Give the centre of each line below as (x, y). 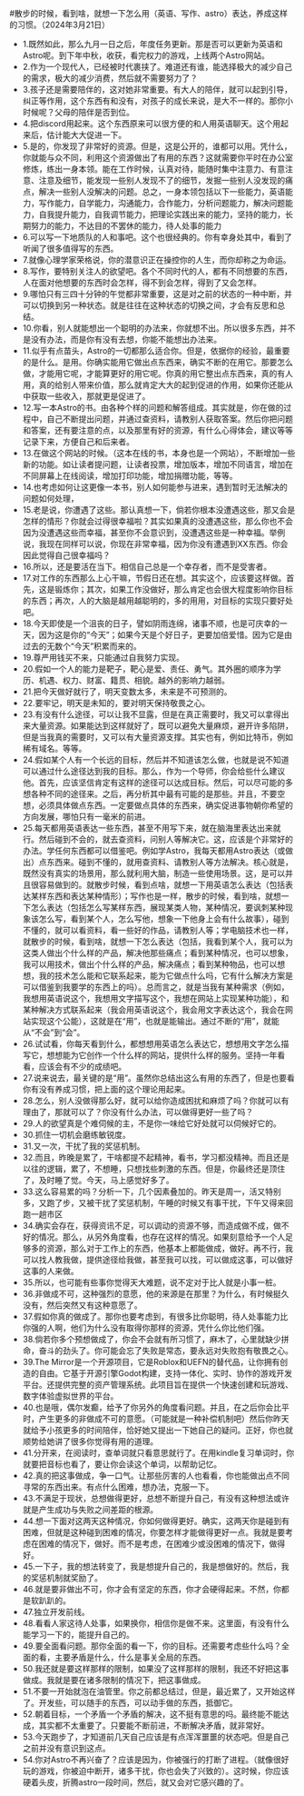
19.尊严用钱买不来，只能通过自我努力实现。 (103, 658)
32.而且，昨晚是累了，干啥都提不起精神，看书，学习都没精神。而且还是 (156, 1157)
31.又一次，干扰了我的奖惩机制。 (83, 1146)
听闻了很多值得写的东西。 (70, 249)
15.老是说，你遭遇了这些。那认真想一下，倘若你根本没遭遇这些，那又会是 (159, 510)
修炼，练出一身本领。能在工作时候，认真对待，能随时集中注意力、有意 (154, 169)
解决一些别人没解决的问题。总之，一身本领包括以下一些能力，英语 (162, 192)
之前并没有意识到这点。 (66, 1748)
